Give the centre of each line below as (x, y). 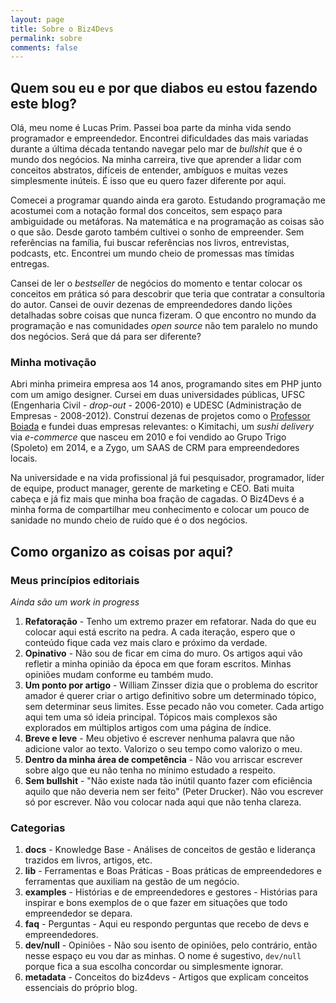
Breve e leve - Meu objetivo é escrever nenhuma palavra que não (159, 738)
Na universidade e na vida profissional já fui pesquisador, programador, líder (167, 478)
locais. (24, 458)
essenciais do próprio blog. (81, 988)
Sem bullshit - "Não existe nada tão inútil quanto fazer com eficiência (168, 781)
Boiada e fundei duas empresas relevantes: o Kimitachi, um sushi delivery (162, 427)
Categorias (38, 828)
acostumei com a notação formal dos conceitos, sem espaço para (146, 211)
